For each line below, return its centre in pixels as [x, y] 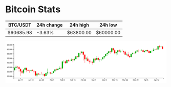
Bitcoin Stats [33, 9]
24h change [50, 25]
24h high [79, 25]
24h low [108, 25]
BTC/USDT [20, 25]
